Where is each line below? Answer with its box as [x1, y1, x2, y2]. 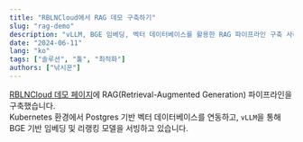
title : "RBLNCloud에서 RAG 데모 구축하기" [9, 13, 156, 22]
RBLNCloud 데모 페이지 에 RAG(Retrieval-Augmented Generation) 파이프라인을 [9, 89, 293, 100]
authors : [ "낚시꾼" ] [9, 64, 81, 73]
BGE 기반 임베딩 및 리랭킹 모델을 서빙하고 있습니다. [9, 122, 189, 133]
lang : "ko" [9, 47, 50, 56]
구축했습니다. [9, 100, 56, 111]
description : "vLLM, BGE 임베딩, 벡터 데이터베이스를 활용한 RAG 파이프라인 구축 [9, 30, 283, 39]
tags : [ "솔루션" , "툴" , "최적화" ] [9, 55, 126, 64]
